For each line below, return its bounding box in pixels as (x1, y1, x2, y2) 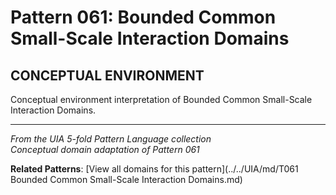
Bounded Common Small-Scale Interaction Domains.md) (10, 174, 243, 185)
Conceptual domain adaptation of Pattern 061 (10, 144, 200, 155)
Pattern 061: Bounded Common (10, 6, 277, 29)
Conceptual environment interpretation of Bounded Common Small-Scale (10, 94, 313, 105)
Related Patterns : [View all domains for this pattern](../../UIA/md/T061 (10, 163, 299, 175)
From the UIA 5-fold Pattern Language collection (10, 133, 212, 145)
